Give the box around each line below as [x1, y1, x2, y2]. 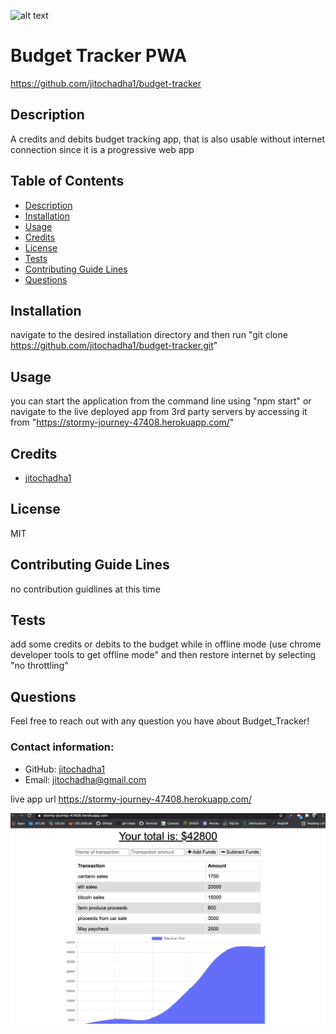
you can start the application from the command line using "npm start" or [10, 395, 312, 407]
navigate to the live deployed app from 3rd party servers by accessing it [10, 406, 308, 418]
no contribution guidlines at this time [10, 583, 161, 595]
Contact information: [10, 740, 115, 754]
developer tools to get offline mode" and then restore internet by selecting [10, 649, 317, 661]
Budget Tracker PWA [10, 45, 188, 67]
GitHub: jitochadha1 [24, 763, 106, 775]
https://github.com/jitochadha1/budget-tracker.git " [10, 340, 218, 352]
